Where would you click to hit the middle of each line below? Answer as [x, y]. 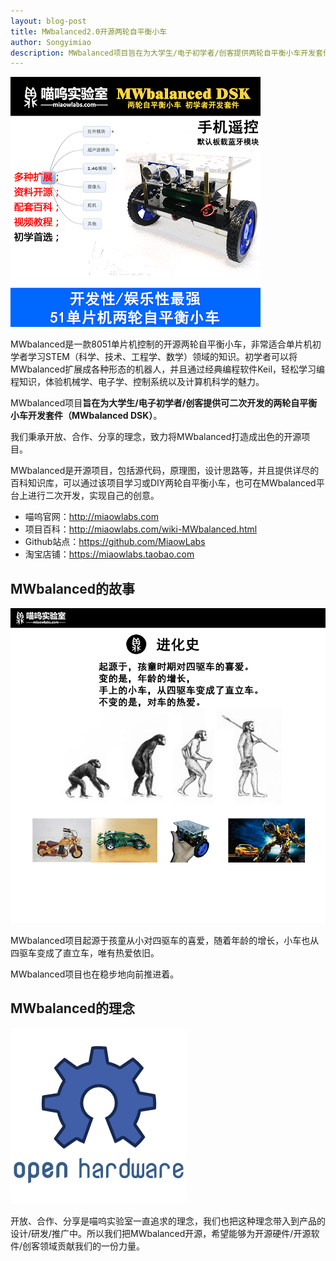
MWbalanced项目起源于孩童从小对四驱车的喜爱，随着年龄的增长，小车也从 [165, 941]
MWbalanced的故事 [73, 588]
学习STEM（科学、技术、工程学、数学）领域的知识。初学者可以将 [162, 357]
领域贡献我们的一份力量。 [92, 1246]
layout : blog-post [48, 21]
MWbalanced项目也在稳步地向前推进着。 [95, 974]
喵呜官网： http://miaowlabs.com [91, 517]
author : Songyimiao [51, 42]
